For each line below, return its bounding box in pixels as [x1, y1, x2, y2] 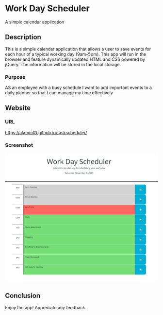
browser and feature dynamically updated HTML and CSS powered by [5, 56, 146, 62]
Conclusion [5, 292, 41, 300]
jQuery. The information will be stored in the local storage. [5, 61, 121, 67]
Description [5, 33, 41, 41]
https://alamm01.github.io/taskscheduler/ [5, 129, 87, 135]
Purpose [5, 73, 26, 80]
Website [5, 104, 31, 112]
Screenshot [5, 141, 33, 148]
